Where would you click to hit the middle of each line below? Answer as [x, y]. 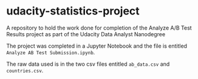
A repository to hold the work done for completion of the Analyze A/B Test [99, 28]
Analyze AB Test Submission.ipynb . [51, 52]
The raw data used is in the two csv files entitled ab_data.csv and [88, 64]
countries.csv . [25, 70]
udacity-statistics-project [73, 11]
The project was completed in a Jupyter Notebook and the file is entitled [97, 46]
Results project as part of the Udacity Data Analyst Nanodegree [86, 34]
